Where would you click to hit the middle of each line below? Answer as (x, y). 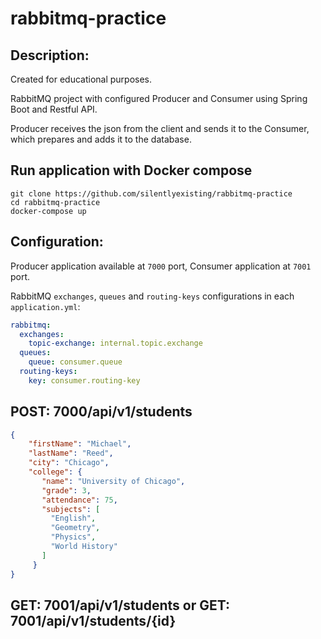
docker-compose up (48, 211)
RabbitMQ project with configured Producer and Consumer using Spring (159, 98)
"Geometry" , (75, 528)
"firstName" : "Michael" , (80, 444)
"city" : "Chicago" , (69, 463)
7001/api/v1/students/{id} (93, 620)
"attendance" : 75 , (79, 500)
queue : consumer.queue (75, 362)
